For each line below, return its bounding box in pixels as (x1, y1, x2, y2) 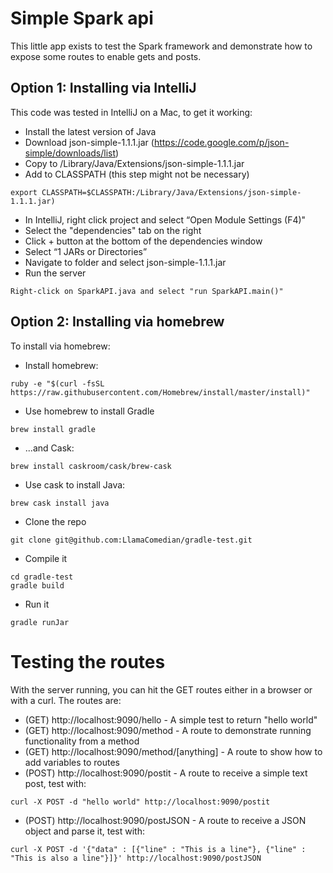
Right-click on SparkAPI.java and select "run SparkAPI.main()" (10, 286, 284, 296)
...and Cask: (24, 442, 75, 454)
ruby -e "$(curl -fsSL (10, 378, 105, 389)
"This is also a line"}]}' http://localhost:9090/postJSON (10, 853, 262, 863)
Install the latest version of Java (24, 125, 157, 137)
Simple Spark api (10, 7, 154, 30)
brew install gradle (10, 424, 97, 434)
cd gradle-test (10, 572, 74, 582)
